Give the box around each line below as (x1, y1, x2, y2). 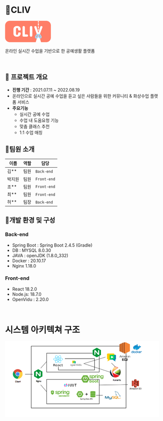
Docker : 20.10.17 (12, 258, 46, 264)
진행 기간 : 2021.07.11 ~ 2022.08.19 (12, 87, 80, 93)
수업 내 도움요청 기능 (19, 117, 59, 123)
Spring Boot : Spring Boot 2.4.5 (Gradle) (12, 242, 93, 248)
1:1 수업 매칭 (19, 129, 43, 135)
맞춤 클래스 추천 (19, 123, 50, 129)
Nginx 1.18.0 (12, 263, 37, 268)
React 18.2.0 (12, 286, 38, 292)
